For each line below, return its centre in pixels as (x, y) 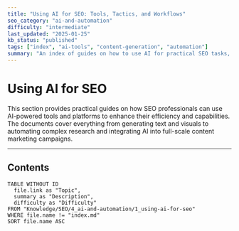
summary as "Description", (54, 196)
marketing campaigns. (40, 139)
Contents (28, 168)
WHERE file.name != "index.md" (54, 215)
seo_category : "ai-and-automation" (60, 21)
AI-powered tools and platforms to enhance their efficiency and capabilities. (119, 116)
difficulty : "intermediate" (49, 27)
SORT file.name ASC (36, 221)
